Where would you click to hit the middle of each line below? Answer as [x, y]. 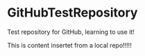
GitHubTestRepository [72, 13]
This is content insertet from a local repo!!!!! [69, 45]
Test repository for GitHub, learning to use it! [71, 32]
